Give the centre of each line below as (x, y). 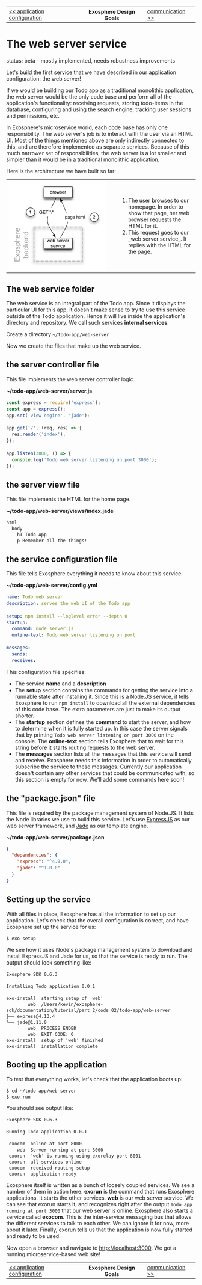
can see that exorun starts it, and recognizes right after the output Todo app (99, 1204)
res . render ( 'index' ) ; (39, 434)
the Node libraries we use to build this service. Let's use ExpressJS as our (98, 819)
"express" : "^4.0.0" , (44, 862)
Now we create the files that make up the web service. (74, 346)
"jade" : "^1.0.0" (39, 868)
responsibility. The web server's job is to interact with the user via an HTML (100, 133)
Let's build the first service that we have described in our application (91, 72)
